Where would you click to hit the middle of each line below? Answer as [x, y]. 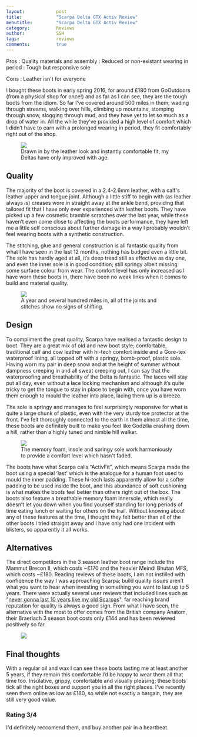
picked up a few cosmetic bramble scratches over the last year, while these [98, 215]
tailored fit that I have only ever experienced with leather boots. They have [96, 209]
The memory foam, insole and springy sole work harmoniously [96, 449]
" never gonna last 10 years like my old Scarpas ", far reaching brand [88, 600]
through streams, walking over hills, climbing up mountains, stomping [90, 109]
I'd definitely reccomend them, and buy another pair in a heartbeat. [87, 728]
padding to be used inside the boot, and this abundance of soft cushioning [96, 486]
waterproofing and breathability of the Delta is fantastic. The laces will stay [97, 377]
